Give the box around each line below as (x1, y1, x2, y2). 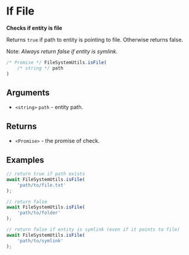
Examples (6, 154, 44, 165)
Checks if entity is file (6, 24, 62, 31)
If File (6, 4, 35, 18)
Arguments (6, 87, 50, 98)
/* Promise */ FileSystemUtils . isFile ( (6, 59, 107, 65)
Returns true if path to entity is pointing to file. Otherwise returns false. (6, 36, 184, 43)
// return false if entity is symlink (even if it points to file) (6, 227, 181, 233)
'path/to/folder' (17, 210, 61, 216)
